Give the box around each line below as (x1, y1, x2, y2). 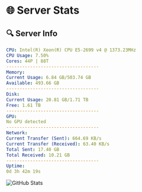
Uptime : (6, 163, 25, 169)
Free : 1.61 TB (6, 102, 41, 108)
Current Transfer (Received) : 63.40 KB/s (6, 141, 110, 147)
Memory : (6, 69, 25, 75)
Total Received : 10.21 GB (6, 152, 70, 158)
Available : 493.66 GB (6, 80, 60, 86)
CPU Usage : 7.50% (6, 52, 49, 58)
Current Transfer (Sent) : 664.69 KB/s (6, 136, 102, 141)
